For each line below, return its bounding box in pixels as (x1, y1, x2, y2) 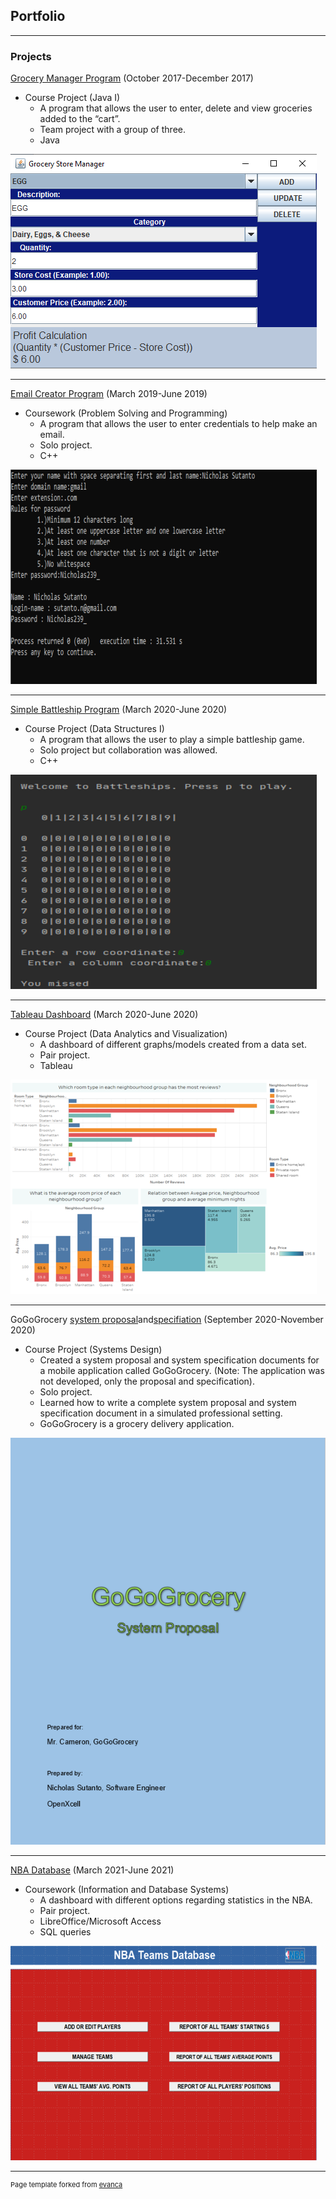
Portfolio (10, 8, 66, 25)
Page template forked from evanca (10, 2180, 123, 2190)
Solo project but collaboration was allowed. (39, 744, 218, 756)
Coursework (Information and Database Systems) (24, 1884, 230, 1896)
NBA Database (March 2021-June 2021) (10, 1864, 175, 1876)
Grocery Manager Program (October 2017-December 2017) (10, 72, 254, 84)
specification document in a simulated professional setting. (39, 1407, 283, 1419)
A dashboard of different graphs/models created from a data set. (39, 1039, 307, 1051)
